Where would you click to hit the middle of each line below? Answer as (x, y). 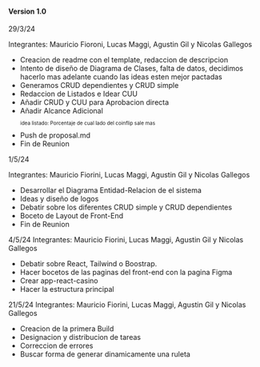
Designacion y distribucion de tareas (80, 337)
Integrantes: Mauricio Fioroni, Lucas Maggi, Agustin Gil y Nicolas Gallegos (130, 45)
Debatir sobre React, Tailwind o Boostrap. (88, 264)
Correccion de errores (56, 346)
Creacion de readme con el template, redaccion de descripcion (124, 60)
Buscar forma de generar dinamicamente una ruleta (105, 354)
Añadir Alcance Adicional (62, 111)
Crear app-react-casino (59, 281)
